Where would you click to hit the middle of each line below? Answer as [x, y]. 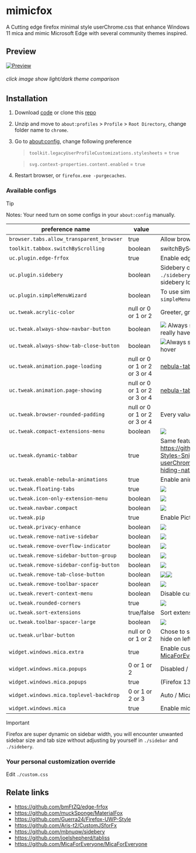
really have [175, 333]
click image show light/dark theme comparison [63, 79]
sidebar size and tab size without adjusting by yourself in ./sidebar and [92, 740]
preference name [66, 229]
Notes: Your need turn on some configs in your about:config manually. [91, 215]
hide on [170, 638]
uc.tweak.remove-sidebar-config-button [64, 565]
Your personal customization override [61, 761]
